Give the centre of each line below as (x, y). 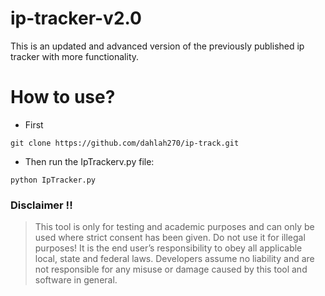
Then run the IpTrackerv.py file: (89, 161)
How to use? (63, 97)
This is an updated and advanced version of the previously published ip (157, 46)
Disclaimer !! (41, 205)
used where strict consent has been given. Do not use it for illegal (170, 238)
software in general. (76, 280)
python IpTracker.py (53, 180)
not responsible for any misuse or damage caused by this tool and (171, 269)
